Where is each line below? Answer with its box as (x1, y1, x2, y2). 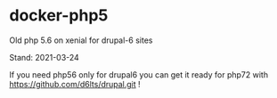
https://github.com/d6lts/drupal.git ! (9, 78, 141, 89)
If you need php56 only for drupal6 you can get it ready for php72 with (9, 69, 269, 80)
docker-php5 (9, 5, 109, 26)
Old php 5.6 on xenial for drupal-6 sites (9, 35, 153, 45)
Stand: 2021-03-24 (9, 52, 80, 62)
